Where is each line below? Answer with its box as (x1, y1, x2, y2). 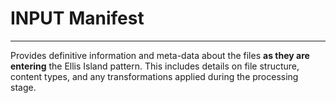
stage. (10, 81, 37, 93)
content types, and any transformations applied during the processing (10, 70, 299, 82)
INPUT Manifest (10, 7, 145, 30)
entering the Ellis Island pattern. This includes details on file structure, (10, 60, 300, 72)
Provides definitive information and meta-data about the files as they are (10, 49, 310, 61)
